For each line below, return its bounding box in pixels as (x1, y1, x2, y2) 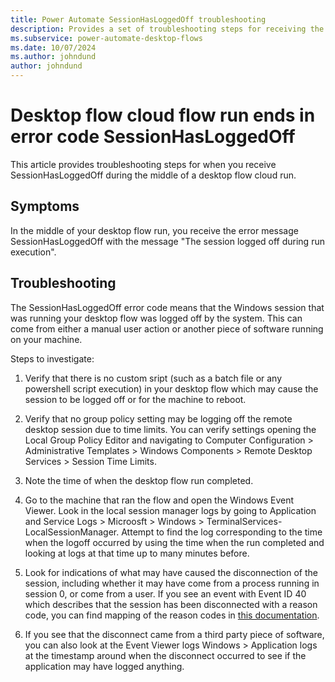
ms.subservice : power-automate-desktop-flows (10, 33, 203, 43)
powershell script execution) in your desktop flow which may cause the (24, 382, 319, 395)
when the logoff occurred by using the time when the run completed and (24, 536, 325, 548)
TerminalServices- (206, 515, 283, 527)
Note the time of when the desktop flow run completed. (24, 474, 254, 486)
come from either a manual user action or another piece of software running (10, 322, 324, 335)
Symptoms (10, 198, 80, 215)
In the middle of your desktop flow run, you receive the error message (10, 224, 299, 236)
